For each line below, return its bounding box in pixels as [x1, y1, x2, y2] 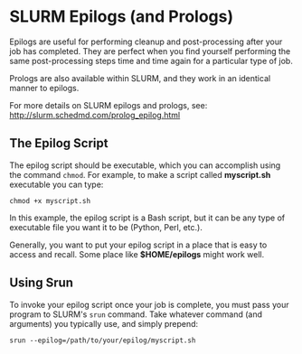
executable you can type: [9, 179, 104, 190]
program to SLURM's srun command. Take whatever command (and [9, 309, 262, 320]
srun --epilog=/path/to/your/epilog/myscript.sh [9, 336, 196, 345]
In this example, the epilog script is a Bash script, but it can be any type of [9, 212, 286, 223]
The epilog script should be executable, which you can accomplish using [9, 160, 281, 171]
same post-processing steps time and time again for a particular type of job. [9, 55, 294, 66]
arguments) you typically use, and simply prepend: [9, 318, 199, 329]
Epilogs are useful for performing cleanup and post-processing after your [9, 36, 283, 47]
